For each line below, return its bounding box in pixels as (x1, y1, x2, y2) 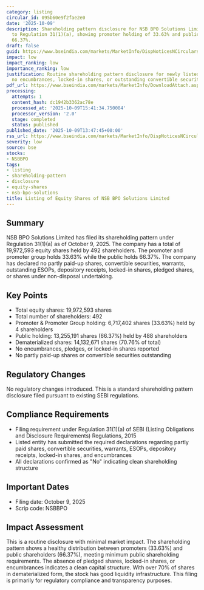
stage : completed (12, 116, 56, 122)
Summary (6, 218, 44, 228)
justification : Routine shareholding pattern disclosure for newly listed (6, 71, 200, 77)
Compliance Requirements (6, 410, 109, 420)
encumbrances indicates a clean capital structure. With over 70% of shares (6, 564, 195, 571)
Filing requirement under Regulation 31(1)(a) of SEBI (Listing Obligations (15, 425, 194, 433)
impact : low (6, 54, 36, 60)
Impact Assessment (6, 522, 84, 532)
